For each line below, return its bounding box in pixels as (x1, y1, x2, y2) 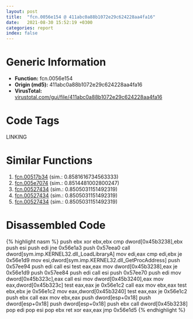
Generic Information (6, 56, 106, 69)
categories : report (6, 25, 54, 31)
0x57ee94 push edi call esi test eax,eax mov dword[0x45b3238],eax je (6, 263, 178, 270)
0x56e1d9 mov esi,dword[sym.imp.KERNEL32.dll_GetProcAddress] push (6, 256, 180, 263)
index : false (6, 30, 38, 36)
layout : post (6, 8, 38, 15)
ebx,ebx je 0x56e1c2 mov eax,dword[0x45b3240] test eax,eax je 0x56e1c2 (6, 287, 188, 294)
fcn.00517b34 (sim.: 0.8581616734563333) (14, 173, 119, 180)
